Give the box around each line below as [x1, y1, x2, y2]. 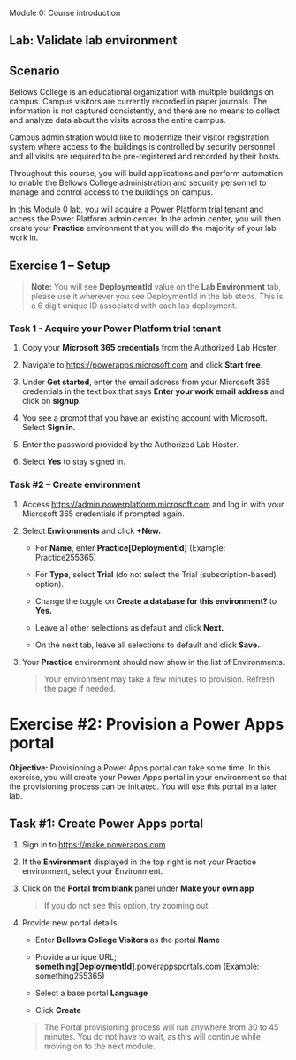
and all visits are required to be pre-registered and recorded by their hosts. [9, 151, 281, 162]
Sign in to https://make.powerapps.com [21, 839, 166, 850]
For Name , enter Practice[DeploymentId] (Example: [34, 542, 226, 553]
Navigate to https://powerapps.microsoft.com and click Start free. [21, 360, 263, 370]
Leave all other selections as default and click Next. [34, 622, 224, 632]
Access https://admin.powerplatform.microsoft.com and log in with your [21, 499, 285, 509]
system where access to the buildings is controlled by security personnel [9, 142, 276, 152]
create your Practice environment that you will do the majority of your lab [9, 223, 277, 234]
